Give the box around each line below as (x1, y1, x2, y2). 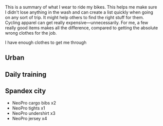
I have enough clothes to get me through (5, 40, 87, 45)
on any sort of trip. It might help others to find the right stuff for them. (5, 15, 145, 20)
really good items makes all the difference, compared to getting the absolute (5, 25, 158, 31)
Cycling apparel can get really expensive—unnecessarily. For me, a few (5, 20, 148, 25)
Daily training (5, 70, 47, 79)
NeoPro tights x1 (12, 105, 45, 111)
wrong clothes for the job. (5, 30, 57, 36)
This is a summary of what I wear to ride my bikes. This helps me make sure (5, 4, 157, 10)
